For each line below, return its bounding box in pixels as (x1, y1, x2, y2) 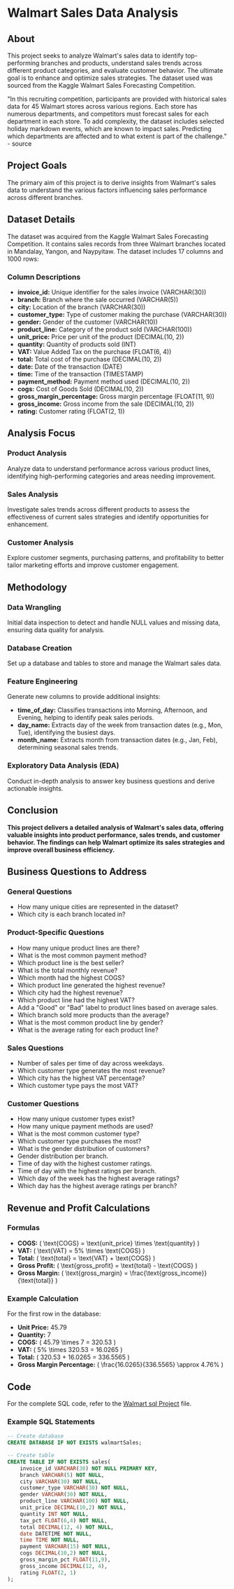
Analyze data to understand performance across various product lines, (7, 464, 211, 472)
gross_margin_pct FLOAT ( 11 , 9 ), (20, 1556, 111, 1564)
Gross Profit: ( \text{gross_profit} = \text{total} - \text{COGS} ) (17, 1261, 198, 1269)
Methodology (7, 581, 68, 593)
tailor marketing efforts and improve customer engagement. (7, 561, 180, 569)
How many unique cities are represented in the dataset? (17, 903, 179, 911)
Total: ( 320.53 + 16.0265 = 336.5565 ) (17, 1353, 131, 1361)
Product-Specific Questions (7, 927, 105, 937)
